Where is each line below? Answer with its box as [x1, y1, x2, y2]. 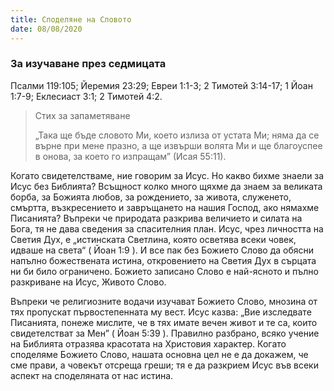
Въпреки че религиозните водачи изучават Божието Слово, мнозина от [10, 295, 318, 307]
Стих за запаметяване [34, 109, 131, 121]
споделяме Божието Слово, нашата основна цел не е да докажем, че [10, 348, 309, 360]
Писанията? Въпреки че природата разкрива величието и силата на [10, 212, 303, 224]
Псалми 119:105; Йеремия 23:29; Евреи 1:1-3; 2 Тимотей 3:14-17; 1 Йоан [10, 79, 313, 91]
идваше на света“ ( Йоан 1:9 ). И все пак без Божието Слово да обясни [10, 244, 315, 256]
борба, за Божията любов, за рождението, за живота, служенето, [10, 191, 292, 203]
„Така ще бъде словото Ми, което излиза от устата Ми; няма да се [34, 129, 320, 141]
